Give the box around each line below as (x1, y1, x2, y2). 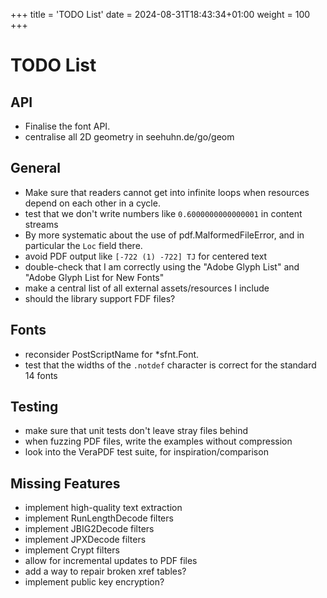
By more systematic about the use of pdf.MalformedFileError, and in (24, 229, 305, 241)
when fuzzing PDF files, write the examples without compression (24, 435, 293, 448)
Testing (10, 399, 59, 416)
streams (24, 218, 59, 230)
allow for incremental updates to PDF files (24, 555, 198, 567)
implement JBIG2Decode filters (24, 523, 155, 535)
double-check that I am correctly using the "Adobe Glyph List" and (24, 260, 300, 273)
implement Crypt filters (24, 544, 120, 556)
